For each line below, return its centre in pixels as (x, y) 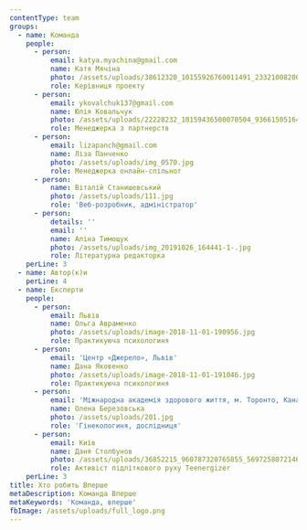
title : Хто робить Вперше (58, 485)
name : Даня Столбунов (91, 451)
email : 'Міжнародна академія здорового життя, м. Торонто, (165, 400)
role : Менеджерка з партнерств (110, 129)
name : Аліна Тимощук (89, 238)
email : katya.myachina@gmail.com (114, 60)
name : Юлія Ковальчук (91, 111)
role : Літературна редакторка (108, 256)
